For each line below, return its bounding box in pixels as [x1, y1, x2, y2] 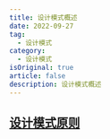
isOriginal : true [9, 64, 74, 73]
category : [9, 47, 47, 56]
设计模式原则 [9, 116, 80, 131]
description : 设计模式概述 [9, 80, 102, 89]
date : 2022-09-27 [9, 22, 74, 30]
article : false [9, 72, 66, 81]
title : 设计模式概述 [9, 13, 78, 22]
